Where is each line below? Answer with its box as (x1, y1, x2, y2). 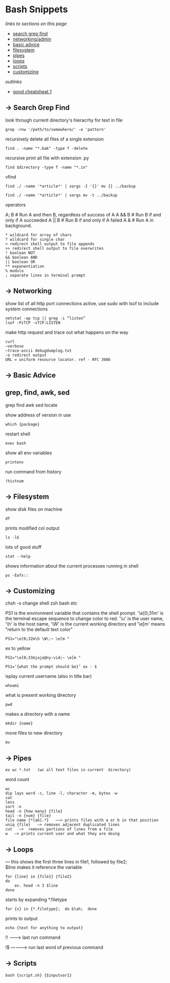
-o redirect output (5, 352, 47, 357)
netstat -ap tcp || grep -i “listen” (5, 315, 86, 321)
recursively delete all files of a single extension (5, 136, 104, 142)
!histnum (5, 478, 24, 484)
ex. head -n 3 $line (14, 883, 58, 888)
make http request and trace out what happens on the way (5, 329, 129, 335)
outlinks (5, 78, 22, 85)
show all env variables (5, 450, 52, 456)
